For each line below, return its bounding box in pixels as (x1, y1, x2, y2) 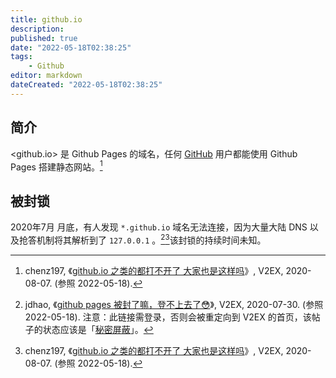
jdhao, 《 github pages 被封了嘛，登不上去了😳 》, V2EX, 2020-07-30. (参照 (24, 298, 324, 310)
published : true (10, 33, 78, 43)
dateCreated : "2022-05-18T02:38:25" (10, 80, 163, 90)
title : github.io (10, 14, 83, 25)
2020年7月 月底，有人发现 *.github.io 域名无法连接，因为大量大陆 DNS (10, 221, 308, 233)
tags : (10, 52, 33, 62)
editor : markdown (10, 71, 83, 81)
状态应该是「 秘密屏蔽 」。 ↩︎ (42, 323, 154, 335)
